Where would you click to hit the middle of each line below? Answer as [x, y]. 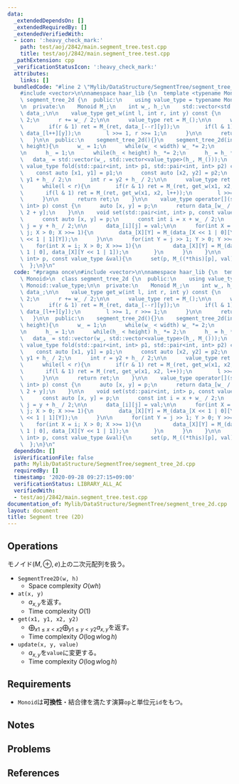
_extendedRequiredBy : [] [51, 27]
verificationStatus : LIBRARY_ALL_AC [68, 484]
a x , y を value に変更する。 [64, 653]
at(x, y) [31, 594]
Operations [33, 546]
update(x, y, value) [48, 644]
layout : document [33, 511]
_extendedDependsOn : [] [49, 21]
